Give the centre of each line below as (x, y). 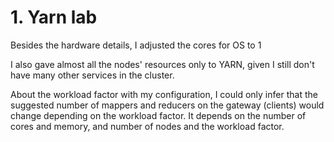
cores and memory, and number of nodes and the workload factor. (147, 126)
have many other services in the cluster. (92, 75)
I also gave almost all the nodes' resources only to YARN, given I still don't (162, 64)
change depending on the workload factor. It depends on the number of (158, 115)
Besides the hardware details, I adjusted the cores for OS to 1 (136, 45)
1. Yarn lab (54, 17)
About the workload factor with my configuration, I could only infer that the (164, 94)
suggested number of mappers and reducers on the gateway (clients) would (167, 105)
